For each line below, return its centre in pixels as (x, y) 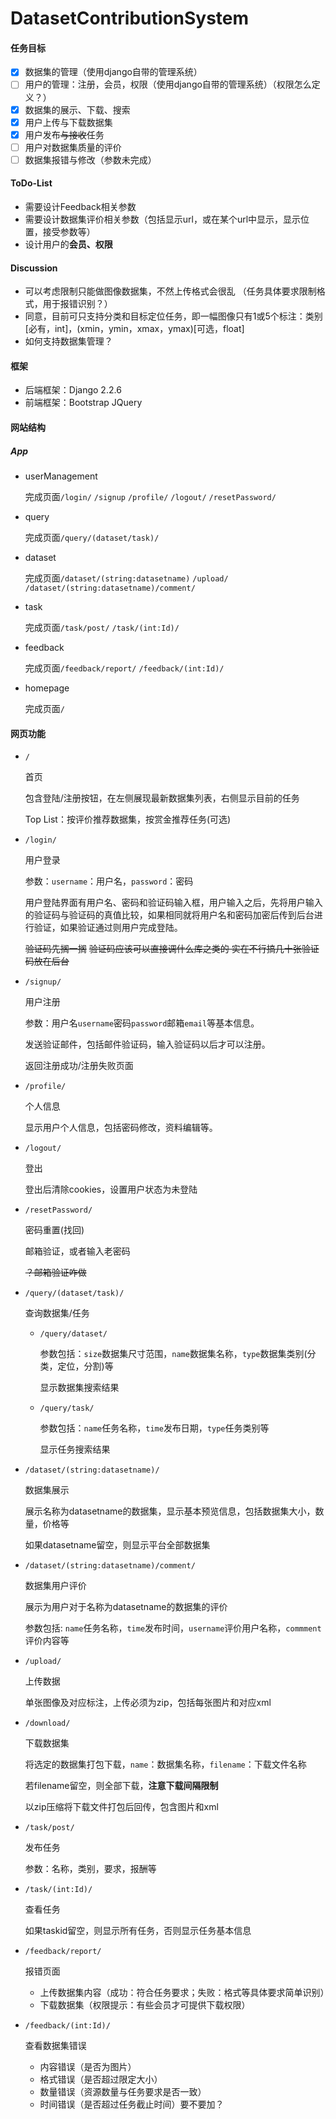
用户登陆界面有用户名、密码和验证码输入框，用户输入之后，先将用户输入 (173, 903)
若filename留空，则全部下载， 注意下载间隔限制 (121, 1786)
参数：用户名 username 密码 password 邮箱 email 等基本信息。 (142, 1023)
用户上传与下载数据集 (68, 122)
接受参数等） (69, 232)
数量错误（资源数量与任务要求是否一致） (123, 2092)
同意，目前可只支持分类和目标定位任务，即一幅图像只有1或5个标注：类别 (173, 316)
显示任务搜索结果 (75, 1449)
